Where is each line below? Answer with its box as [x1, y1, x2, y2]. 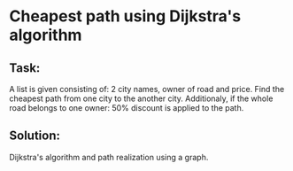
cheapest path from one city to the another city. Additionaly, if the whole [9, 93, 274, 104]
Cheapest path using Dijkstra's [9, 6, 242, 27]
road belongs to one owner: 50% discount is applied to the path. [9, 103, 244, 113]
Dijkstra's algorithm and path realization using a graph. [9, 152, 209, 162]
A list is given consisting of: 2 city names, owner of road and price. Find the [9, 84, 285, 94]
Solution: [9, 128, 60, 144]
